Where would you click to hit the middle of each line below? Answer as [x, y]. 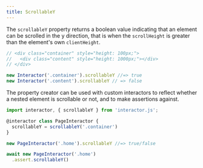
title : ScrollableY [31, 12]
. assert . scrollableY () [40, 160]
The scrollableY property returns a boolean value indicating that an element [102, 29]
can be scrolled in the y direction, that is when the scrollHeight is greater [98, 35]
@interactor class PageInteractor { [52, 121]
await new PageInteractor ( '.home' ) [51, 154]
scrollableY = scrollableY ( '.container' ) [65, 127]
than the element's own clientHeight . [54, 42]
